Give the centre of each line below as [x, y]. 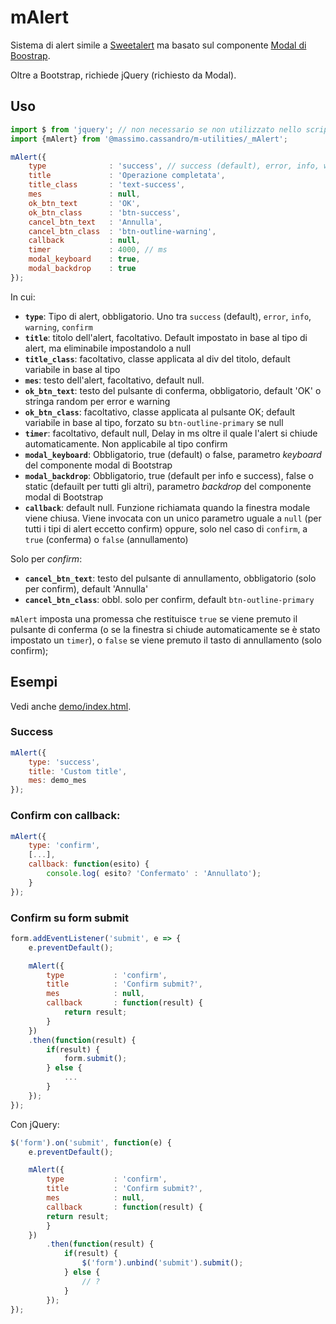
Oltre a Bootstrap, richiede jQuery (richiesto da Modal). [123, 75]
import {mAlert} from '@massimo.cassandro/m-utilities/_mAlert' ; [149, 139]
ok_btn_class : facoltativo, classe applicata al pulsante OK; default [160, 412]
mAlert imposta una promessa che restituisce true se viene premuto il [154, 618]
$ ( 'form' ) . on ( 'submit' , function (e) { [91, 1142]
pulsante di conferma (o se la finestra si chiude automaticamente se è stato [165, 629]
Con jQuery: [35, 1124]
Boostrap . [30, 55]
